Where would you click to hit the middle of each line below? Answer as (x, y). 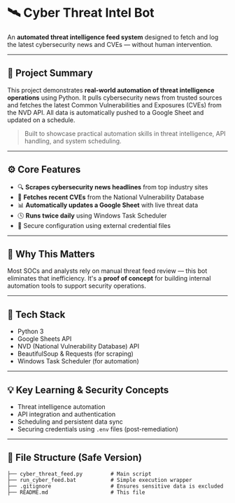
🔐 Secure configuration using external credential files (94, 225)
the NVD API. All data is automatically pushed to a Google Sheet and (106, 112)
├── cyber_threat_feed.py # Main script (79, 474)
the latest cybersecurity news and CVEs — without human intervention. (110, 44)
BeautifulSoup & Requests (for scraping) (76, 354)
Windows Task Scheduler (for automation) (78, 361)
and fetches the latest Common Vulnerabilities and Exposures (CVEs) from (114, 105)
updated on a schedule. (41, 120)
